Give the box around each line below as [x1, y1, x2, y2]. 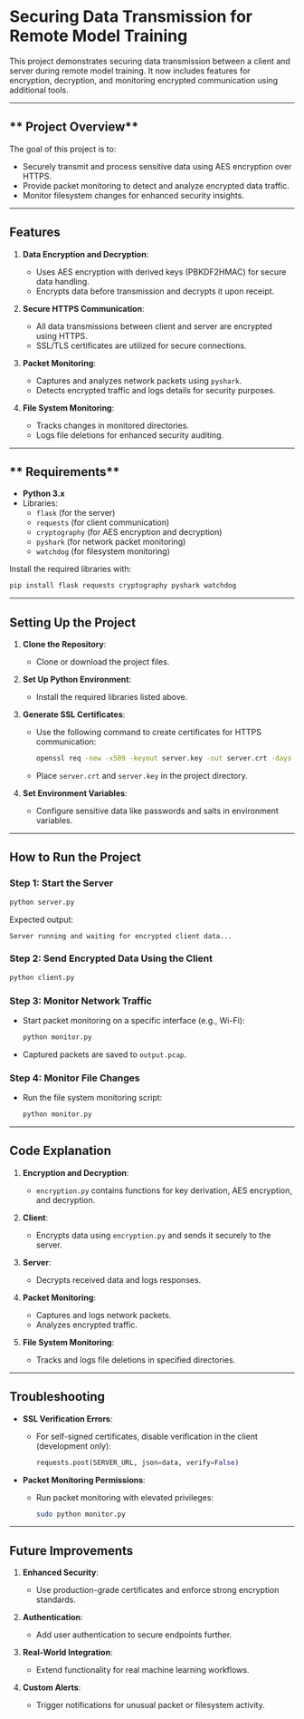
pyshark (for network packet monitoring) [35, 537, 186, 548]
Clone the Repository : [22, 639, 107, 650]
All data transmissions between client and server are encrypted [35, 320, 273, 332]
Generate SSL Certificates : [22, 709, 126, 720]
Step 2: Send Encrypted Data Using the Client [9, 952, 213, 965]
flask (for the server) [35, 508, 116, 519]
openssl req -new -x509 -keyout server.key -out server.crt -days [35, 754, 292, 763]
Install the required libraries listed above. [35, 692, 188, 703]
